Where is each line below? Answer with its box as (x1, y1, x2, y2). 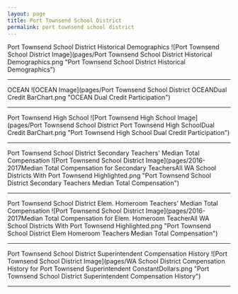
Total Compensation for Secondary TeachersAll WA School (44, 164, 217, 172)
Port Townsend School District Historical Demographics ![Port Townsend (7, 43, 220, 52)
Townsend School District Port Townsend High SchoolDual (43, 121, 215, 129)
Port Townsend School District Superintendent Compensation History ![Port (7, 249, 228, 258)
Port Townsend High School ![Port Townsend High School (7, 114, 176, 122)
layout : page (7, 10, 46, 18)
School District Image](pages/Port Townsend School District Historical (7, 50, 212, 59)
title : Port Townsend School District (7, 17, 122, 24)
